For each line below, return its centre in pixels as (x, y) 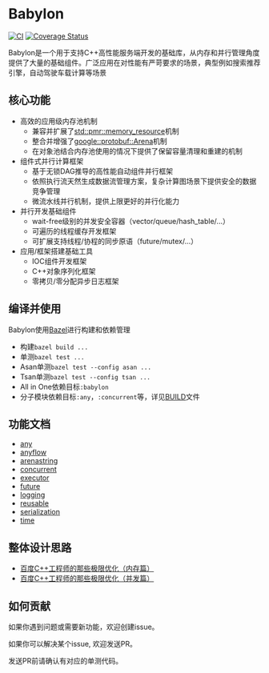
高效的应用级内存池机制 (58, 121)
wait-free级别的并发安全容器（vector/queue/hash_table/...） (130, 221)
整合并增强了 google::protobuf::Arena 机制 (100, 141)
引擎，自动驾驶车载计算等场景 (57, 72)
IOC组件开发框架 (59, 261)
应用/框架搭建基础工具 (56, 251)
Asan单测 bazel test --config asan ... (86, 367)
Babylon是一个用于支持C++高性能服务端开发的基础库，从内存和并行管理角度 (134, 52)
